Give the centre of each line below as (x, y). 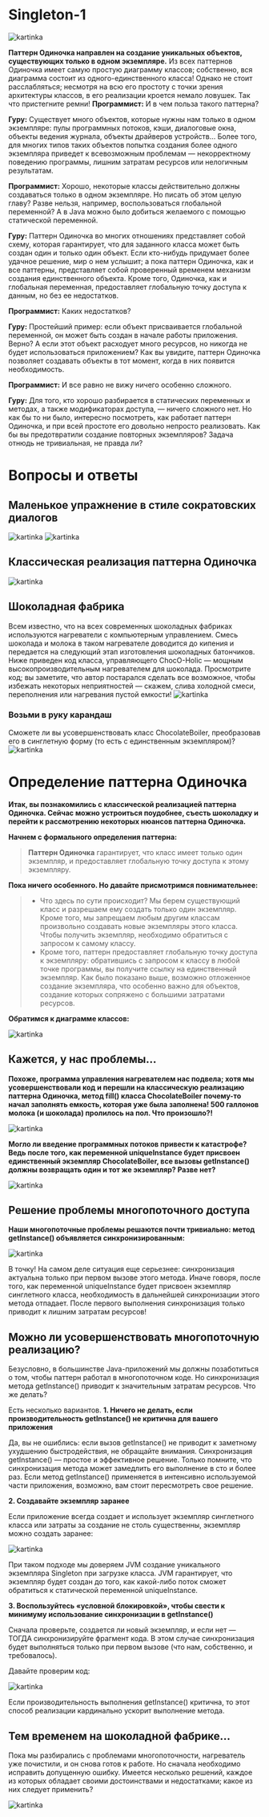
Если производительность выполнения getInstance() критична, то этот (129, 1702)
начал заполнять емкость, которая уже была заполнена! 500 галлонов (134, 1104)
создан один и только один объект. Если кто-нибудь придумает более (129, 253)
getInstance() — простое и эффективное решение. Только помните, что (130, 1460)
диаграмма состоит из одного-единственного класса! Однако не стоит (130, 78)
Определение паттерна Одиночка (128, 782)
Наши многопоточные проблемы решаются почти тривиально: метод (132, 1229)
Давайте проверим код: (49, 1671)
